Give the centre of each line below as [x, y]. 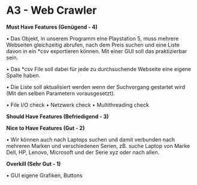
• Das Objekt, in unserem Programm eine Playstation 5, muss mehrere [93, 38]
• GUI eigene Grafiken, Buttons [44, 175]
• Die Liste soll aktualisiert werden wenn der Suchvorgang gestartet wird [96, 87]
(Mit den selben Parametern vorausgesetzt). [61, 93]
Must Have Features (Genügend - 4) [52, 27]
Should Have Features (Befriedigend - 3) [57, 116]
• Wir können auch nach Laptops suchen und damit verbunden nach [91, 139]
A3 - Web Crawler [51, 10]
